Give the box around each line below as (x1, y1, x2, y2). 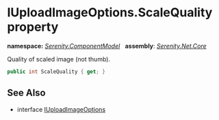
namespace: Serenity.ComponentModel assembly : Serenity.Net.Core (7, 42, 207, 50)
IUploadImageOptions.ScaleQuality (7, 5, 213, 20)
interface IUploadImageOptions (16, 105, 106, 113)
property (7, 19, 59, 35)
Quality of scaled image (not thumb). (7, 55, 111, 63)
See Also (7, 87, 46, 99)
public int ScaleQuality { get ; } (7, 68, 106, 75)
